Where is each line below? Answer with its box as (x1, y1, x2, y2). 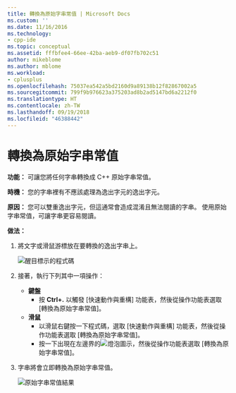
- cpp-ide (7, 37, 37, 44)
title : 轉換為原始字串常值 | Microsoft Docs (7, 10, 130, 18)
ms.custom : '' (7, 17, 49, 24)
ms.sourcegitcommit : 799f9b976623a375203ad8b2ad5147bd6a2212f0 (7, 89, 197, 96)
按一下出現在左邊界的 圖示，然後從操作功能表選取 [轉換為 (38, 339, 223, 348)
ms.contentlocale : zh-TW (7, 102, 80, 109)
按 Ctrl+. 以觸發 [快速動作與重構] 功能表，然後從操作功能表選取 (38, 295, 222, 303)
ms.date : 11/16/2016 (7, 23, 68, 30)
